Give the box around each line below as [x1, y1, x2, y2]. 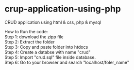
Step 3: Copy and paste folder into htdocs [4, 44, 88, 50]
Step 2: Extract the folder [4, 39, 55, 44]
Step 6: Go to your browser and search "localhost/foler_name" [4, 59, 130, 65]
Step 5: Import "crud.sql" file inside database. [4, 54, 96, 60]
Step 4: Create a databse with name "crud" [4, 49, 91, 55]
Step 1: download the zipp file [4, 34, 64, 40]
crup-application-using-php [4, 3, 121, 14]
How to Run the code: [4, 28, 48, 34]
